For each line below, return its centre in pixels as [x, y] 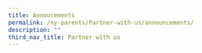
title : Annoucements [42, 15]
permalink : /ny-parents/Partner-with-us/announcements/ [101, 23]
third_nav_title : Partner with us [65, 37]
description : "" [34, 30]
